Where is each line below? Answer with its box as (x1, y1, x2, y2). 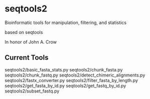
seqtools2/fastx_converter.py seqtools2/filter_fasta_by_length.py (5, 77, 138, 83)
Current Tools (5, 53, 49, 62)
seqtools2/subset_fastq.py (5, 88, 60, 94)
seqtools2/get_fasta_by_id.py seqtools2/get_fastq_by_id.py (5, 82, 126, 88)
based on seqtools (5, 29, 43, 35)
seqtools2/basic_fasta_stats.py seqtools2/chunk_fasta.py (5, 66, 123, 72)
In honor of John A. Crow (5, 38, 57, 45)
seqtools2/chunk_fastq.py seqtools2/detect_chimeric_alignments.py (5, 72, 145, 78)
